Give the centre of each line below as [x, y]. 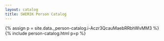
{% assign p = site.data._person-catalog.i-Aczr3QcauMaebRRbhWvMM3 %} [82, 28]
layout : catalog [22, 10]
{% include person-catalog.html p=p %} [46, 33]
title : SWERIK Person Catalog [36, 14]
